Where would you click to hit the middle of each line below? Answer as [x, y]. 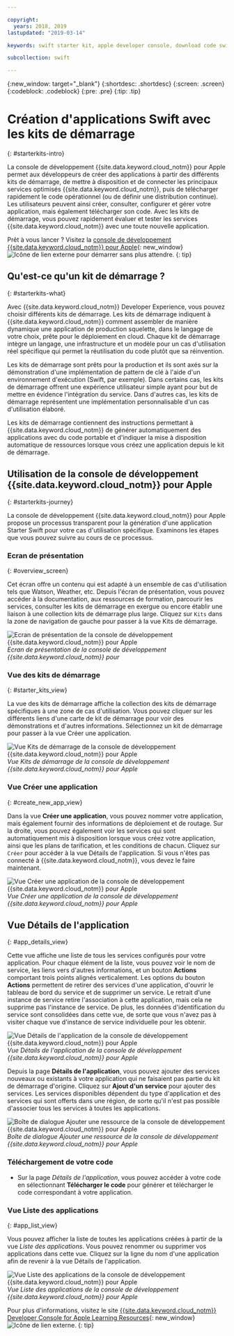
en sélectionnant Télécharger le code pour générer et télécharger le [115, 1185]
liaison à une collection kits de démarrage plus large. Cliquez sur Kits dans [115, 613]
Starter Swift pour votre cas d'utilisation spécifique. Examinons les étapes [113, 530]
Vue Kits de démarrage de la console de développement [88, 762]
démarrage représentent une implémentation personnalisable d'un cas [108, 401]
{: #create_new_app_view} [45, 802]
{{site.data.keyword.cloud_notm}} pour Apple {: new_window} [95, 247]
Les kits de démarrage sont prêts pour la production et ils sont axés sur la [113, 364]
